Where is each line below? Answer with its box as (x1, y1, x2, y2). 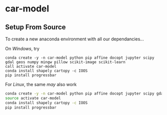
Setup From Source (5, 23, 66, 31)
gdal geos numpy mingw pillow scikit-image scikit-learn (5, 60, 126, 65)
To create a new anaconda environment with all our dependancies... (5, 36, 144, 42)
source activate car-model (5, 96, 61, 101)
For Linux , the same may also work (5, 82, 77, 87)
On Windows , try (5, 46, 40, 51)
